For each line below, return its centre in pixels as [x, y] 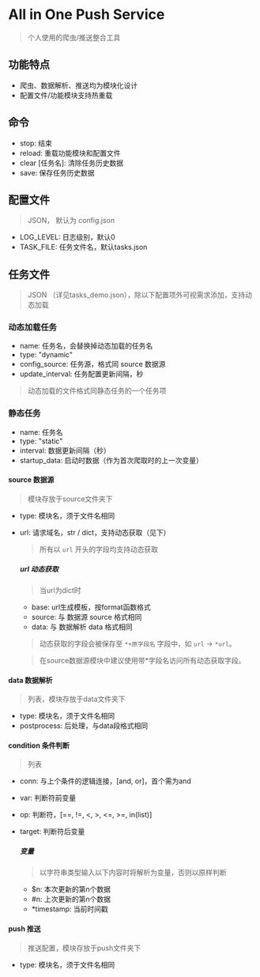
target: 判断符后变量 [52, 832]
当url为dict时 [60, 590]
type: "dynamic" [46, 355]
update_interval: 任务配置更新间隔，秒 [81, 374]
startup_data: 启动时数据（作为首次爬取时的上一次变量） [111, 460]
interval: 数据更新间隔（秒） [65, 450]
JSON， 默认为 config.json [71, 221]
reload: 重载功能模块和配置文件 [70, 153]
